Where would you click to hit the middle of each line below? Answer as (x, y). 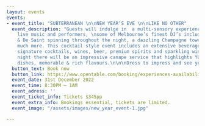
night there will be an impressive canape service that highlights (105, 57)
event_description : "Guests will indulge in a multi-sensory (92, 29)
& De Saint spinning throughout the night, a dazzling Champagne (102, 40)
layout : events (26, 12)
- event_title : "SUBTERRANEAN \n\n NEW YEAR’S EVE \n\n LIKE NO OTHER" (97, 23)
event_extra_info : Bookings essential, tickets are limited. (91, 102)
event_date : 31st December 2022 (53, 80)
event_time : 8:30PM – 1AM (45, 86)
